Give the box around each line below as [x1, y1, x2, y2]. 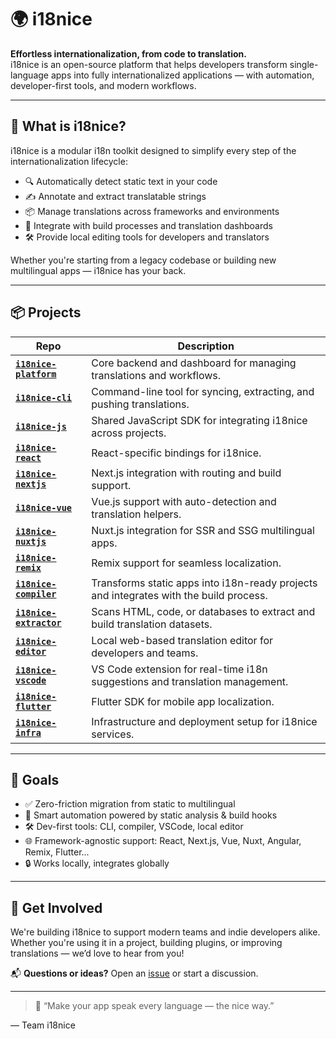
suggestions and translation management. [91, 674, 289, 688]
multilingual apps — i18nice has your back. [10, 264, 187, 276]
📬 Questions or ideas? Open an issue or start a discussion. [10, 967, 259, 980]
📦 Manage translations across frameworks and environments [24, 205, 280, 217]
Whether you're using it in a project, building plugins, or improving [10, 937, 283, 949]
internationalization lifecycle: [10, 155, 128, 167]
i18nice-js [15, 421, 67, 432]
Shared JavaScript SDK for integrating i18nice [91, 413, 308, 427]
